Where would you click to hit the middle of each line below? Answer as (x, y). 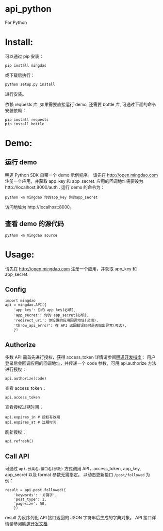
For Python (16, 22)
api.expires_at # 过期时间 (31, 422)
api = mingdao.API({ (26, 305)
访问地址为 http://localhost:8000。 (40, 207)
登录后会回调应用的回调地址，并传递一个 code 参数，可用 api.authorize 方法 (81, 363)
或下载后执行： (20, 75)
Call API (17, 456)
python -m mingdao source (31, 235)
